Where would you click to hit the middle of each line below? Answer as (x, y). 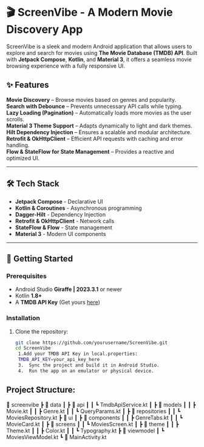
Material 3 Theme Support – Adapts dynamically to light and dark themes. (99, 126)
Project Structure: (41, 390)
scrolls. (15, 119)
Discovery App (45, 30)
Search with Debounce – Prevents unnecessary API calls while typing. (95, 106)
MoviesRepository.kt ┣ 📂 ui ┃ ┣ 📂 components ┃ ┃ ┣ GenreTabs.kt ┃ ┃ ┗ (95, 417)
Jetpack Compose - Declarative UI (59, 201)
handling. (18, 145)
